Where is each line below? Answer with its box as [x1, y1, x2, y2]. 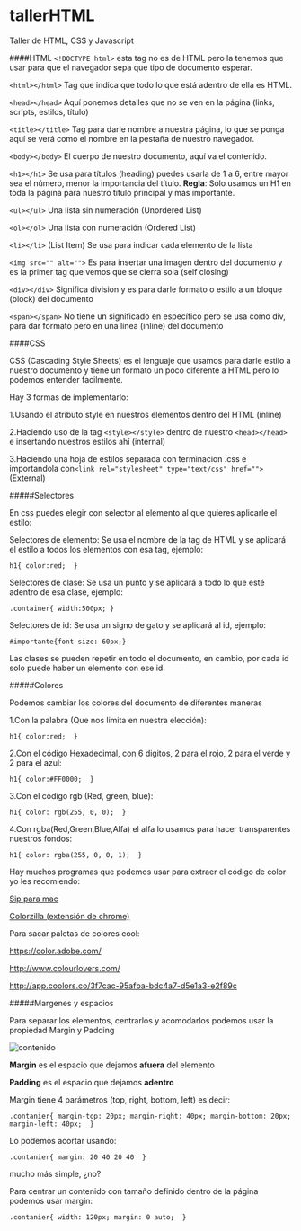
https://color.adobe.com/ [9, 945, 102, 956]
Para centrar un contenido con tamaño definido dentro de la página [9, 1185, 259, 1196]
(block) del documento [9, 293, 94, 304]
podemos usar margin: [9, 1195, 93, 1206]
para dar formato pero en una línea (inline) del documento [9, 320, 224, 331]
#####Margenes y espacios [9, 997, 114, 1008]
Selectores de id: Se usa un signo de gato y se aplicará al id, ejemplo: [9, 619, 267, 630]
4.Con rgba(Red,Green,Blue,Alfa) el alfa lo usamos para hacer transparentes [9, 823, 291, 834]
